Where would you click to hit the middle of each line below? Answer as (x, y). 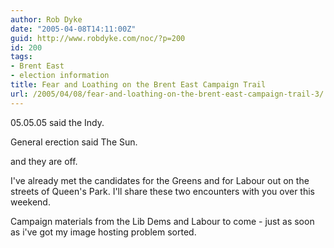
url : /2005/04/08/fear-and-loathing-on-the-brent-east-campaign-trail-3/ (167, 94)
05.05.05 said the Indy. (57, 122)
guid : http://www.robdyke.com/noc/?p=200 (98, 38)
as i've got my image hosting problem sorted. (103, 232)
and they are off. (44, 161)
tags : (21, 57)
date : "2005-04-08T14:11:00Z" (73, 29)
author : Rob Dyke (46, 19)
